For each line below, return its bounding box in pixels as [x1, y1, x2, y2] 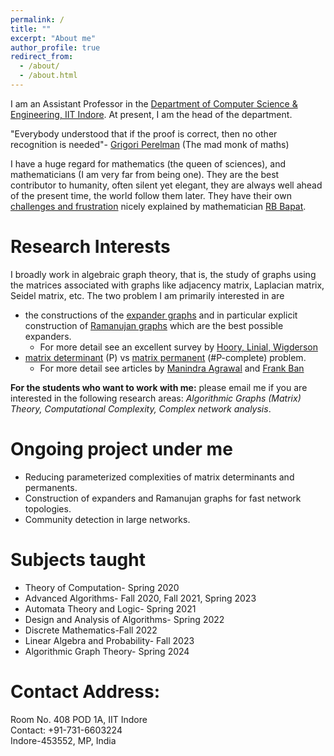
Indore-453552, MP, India [10, 734, 117, 746]
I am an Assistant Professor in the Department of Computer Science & [10, 97, 298, 110]
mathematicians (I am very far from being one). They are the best [10, 168, 280, 180]
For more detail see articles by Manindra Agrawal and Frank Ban [39, 362, 305, 374]
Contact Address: [10, 680, 160, 703]
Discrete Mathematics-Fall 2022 [24, 624, 158, 636]
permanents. [24, 481, 78, 493]
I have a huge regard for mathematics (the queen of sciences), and [10, 157, 287, 170]
